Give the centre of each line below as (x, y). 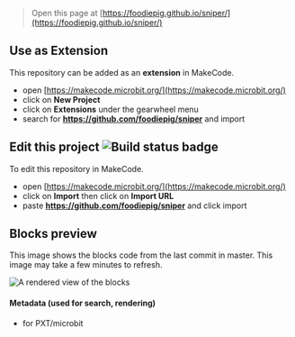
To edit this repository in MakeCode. (76, 168)
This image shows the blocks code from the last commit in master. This (141, 255)
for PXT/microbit (53, 323)
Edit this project (54, 147)
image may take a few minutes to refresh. (86, 265)
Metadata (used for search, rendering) (82, 303)
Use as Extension (59, 51)
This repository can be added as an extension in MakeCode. (122, 72)
